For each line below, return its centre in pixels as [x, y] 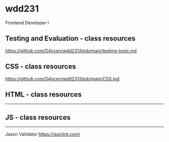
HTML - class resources [44, 94]
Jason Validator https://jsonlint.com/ [43, 134]
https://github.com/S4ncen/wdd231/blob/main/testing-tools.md [71, 50]
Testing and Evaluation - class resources [70, 39]
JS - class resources [38, 117]
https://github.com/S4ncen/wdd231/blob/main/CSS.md [62, 79]
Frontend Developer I [27, 23]
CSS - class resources [41, 67]
